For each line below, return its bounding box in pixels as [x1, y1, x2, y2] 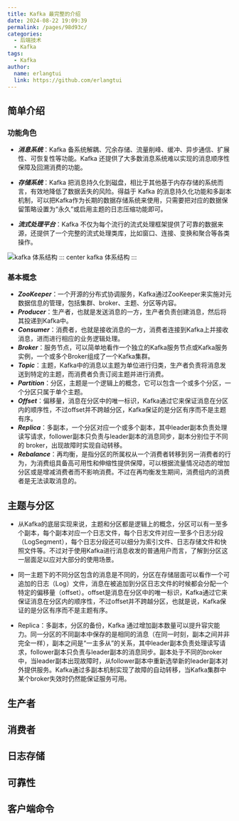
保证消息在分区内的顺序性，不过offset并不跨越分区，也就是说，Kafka [17, 597, 221, 605]
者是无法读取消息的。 [17, 477, 80, 485]
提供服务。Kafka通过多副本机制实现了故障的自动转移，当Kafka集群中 [23, 666, 226, 674]
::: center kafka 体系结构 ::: [59, 253, 137, 262]
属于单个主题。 [42, 388, 87, 396]
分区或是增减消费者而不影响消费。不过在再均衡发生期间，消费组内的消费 [17, 467, 230, 477]
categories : [7, 30, 43, 38]
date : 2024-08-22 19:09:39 [7, 17, 87, 24]
